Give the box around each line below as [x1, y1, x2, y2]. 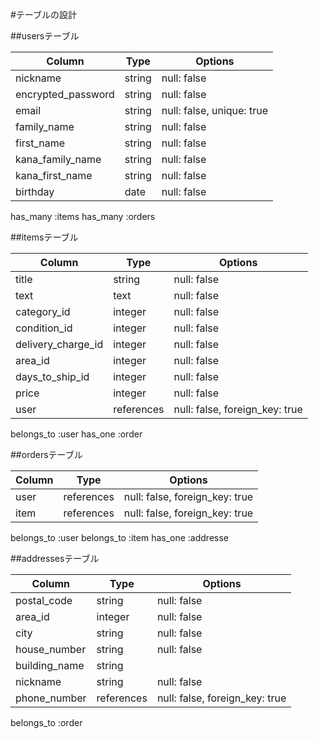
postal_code [15, 594, 73, 607]
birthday [15, 185, 55, 198]
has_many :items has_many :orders [10, 211, 156, 222]
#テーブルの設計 [10, 9, 78, 20]
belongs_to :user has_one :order [10, 428, 143, 440]
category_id [15, 305, 71, 318]
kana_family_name [15, 153, 102, 166]
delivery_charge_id [15, 338, 104, 351]
